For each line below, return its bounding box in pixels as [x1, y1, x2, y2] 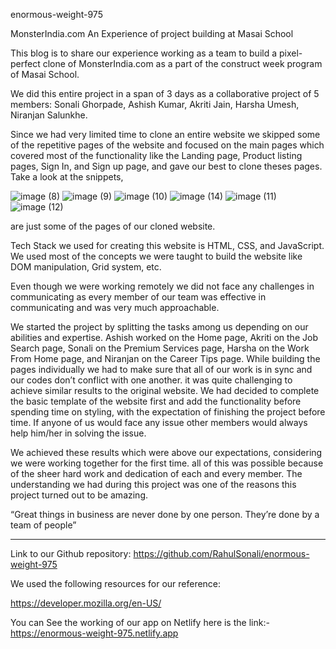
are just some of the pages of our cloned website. [10, 220, 216, 232]
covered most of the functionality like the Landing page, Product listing [10, 150, 303, 161]
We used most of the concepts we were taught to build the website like [10, 250, 303, 262]
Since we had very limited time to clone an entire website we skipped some [10, 129, 321, 140]
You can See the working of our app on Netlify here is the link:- [10, 617, 270, 628]
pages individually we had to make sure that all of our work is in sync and [10, 364, 313, 375]
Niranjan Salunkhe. [10, 109, 88, 121]
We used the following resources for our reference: [10, 578, 222, 589]
